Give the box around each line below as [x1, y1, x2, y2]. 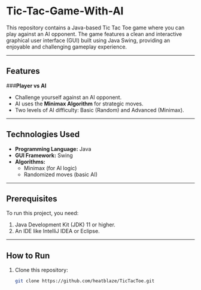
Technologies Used [6, 129, 80, 140]
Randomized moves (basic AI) [23, 171, 98, 178]
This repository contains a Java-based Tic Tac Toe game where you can [6, 24, 185, 31]
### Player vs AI [6, 82, 47, 89]
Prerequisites [6, 194, 57, 204]
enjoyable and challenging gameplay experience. [6, 43, 127, 50]
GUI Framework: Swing [14, 152, 73, 159]
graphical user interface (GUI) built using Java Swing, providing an [6, 37, 170, 44]
